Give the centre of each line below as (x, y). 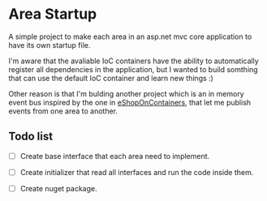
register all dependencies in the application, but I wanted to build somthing (133, 69)
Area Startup (53, 14)
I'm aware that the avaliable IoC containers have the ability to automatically (134, 61)
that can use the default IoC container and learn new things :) (111, 78)
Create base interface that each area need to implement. (115, 156)
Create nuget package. (58, 188)
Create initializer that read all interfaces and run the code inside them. (137, 172)
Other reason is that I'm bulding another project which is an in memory (127, 93)
